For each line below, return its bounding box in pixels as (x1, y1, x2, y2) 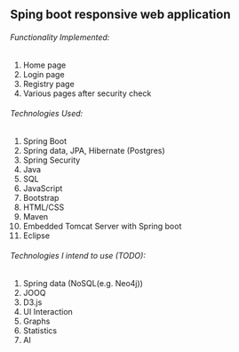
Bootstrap (22, 192, 60, 203)
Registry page (22, 78, 75, 89)
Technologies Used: (10, 108, 84, 119)
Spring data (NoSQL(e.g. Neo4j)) (22, 278, 143, 288)
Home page (22, 60, 67, 70)
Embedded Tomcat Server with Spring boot (22, 220, 182, 231)
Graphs (22, 316, 51, 326)
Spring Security (22, 155, 81, 165)
